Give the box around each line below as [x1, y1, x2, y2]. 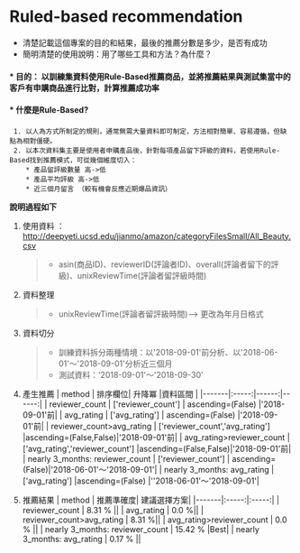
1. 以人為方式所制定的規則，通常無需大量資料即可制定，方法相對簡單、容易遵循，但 [13, 126, 281, 136]
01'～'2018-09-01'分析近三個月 [58, 358, 173, 369]
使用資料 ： [22, 220, 65, 231]
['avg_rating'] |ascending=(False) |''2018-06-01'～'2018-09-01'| [22, 475, 259, 486]
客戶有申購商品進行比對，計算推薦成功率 [9, 82, 159, 93]
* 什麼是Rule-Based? [9, 105, 88, 115]
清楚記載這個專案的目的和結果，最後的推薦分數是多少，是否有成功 [22, 37, 268, 48]
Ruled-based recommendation [9, 6, 243, 27]
